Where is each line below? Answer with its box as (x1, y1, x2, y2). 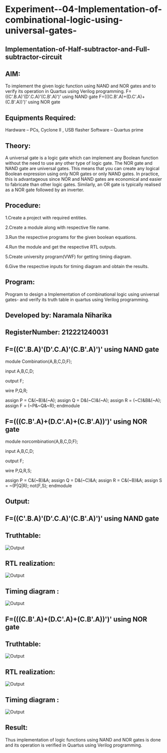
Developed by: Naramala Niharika (5, 311, 112, 320)
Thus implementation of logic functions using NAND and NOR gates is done (5, 736, 161, 742)
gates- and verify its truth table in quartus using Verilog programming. (5, 296, 149, 302)
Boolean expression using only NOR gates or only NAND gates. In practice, (5, 171, 159, 177)
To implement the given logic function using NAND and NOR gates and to (5, 83, 156, 89)
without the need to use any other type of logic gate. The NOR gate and (5, 160, 152, 166)
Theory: (5, 142, 31, 150)
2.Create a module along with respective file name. (5, 224, 110, 230)
